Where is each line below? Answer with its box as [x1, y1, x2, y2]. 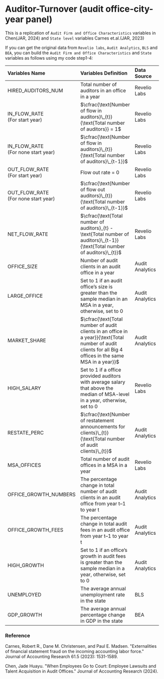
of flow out [80, 186, 105, 193]
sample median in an [80, 295, 128, 302]
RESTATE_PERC [7, 429, 44, 436]
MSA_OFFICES [7, 461, 41, 468]
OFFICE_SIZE [7, 263, 38, 270]
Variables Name [7, 69, 45, 76]
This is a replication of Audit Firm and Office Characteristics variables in [5, 30, 156, 36]
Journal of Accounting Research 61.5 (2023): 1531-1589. [5, 654, 118, 659]
